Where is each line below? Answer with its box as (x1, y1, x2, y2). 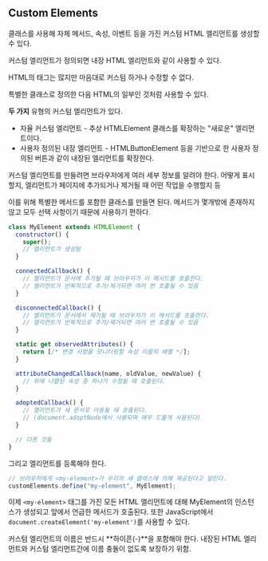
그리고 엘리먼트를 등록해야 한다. (8, 458, 107, 468)
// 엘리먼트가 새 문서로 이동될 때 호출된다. (22, 406, 148, 414)
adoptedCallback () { (15, 399, 84, 407)
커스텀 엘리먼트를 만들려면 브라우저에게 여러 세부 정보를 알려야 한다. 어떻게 (8, 170, 241, 180)
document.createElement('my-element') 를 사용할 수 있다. (8, 517, 190, 527)
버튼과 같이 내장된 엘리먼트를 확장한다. (34, 153, 155, 163)
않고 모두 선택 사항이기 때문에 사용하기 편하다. (8, 207, 152, 216)
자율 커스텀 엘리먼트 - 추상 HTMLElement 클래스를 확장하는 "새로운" (19, 123, 234, 132)
